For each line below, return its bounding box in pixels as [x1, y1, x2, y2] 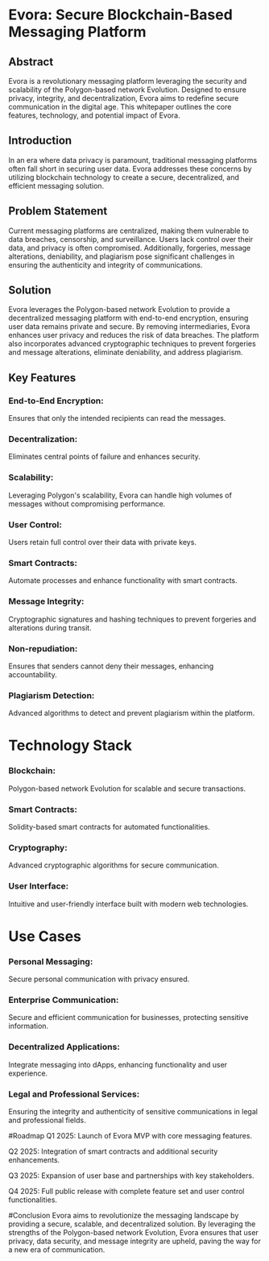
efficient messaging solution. [8, 181, 105, 190]
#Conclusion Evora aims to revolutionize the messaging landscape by [8, 1210, 239, 1220]
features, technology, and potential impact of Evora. [8, 110, 180, 120]
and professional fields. [8, 1115, 86, 1125]
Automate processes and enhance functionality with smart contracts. [8, 576, 238, 585]
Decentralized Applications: [8, 1042, 121, 1053]
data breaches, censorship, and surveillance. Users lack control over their [8, 234, 254, 243]
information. [8, 1022, 49, 1031]
